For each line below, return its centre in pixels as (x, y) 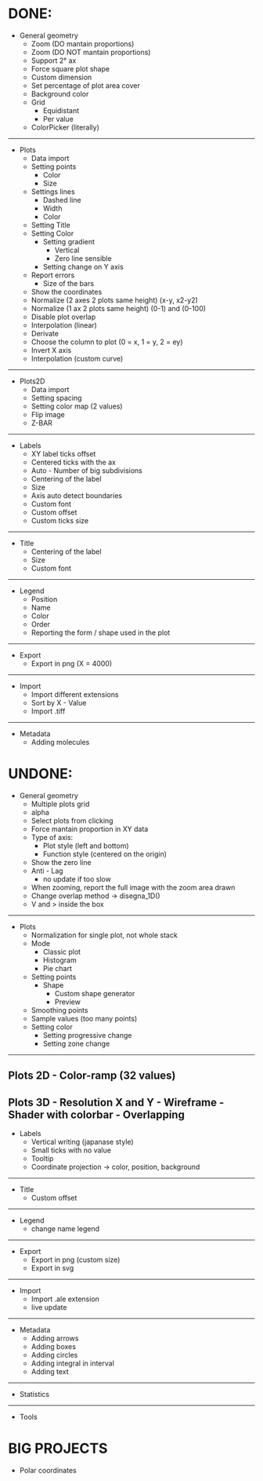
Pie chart (58, 968)
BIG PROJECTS (58, 1448)
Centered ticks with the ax (73, 462)
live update (49, 1307)
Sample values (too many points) (84, 1018)
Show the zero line (61, 862)
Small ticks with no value (71, 1150)
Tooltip (42, 1159)
